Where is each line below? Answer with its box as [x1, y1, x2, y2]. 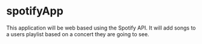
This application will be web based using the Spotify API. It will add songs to [6, 24, 196, 31]
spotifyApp [6, 4, 64, 18]
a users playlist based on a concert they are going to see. [6, 30, 149, 37]
